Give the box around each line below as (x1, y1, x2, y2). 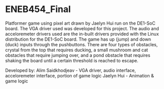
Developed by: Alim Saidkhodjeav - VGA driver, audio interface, (5, 67, 136, 73)
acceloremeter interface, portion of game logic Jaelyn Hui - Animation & (5, 72, 154, 78)
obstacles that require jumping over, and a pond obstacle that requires (5, 52, 150, 58)
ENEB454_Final (5, 4, 71, 15)
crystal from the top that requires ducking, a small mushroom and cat (5, 47, 148, 53)
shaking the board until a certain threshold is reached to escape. (5, 57, 139, 63)
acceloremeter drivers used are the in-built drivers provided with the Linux (5, 31, 159, 37)
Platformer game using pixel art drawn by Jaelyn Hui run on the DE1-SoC (5, 20, 155, 26)
